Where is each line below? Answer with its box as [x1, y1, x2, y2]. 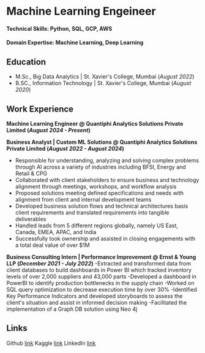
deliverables [15, 216, 47, 222]
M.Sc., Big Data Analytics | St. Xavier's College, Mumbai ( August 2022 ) [15, 73, 195, 80]
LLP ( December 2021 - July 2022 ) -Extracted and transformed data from [6, 260, 192, 267]
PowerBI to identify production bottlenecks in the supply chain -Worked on [6, 279, 195, 286]
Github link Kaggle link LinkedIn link [6, 339, 96, 347]
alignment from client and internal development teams [15, 196, 152, 203]
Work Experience [6, 104, 74, 114]
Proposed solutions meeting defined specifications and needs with [15, 189, 184, 197]
